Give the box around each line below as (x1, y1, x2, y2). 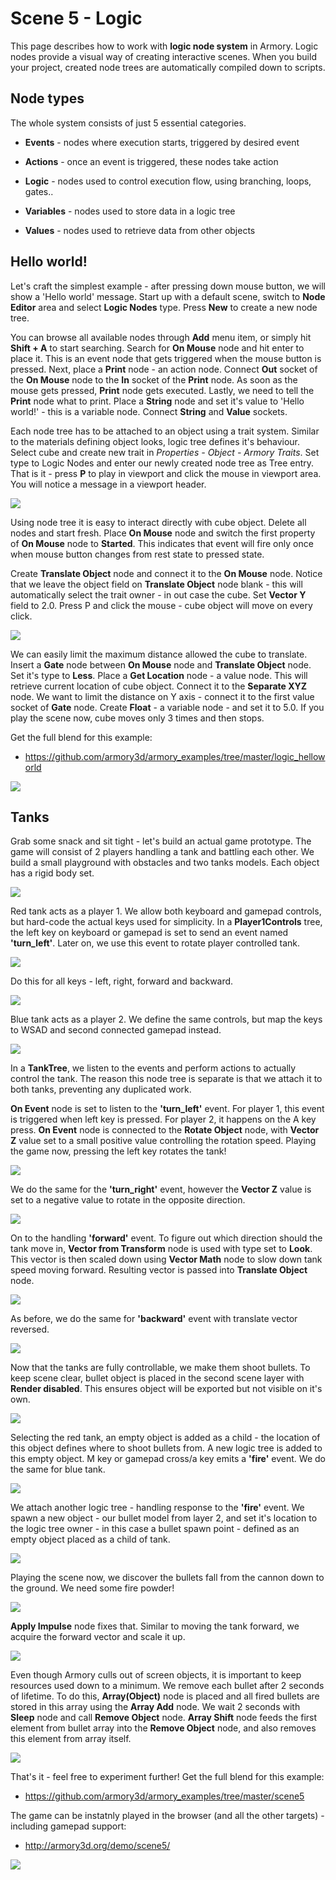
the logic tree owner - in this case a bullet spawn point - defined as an (10, 1523, 300, 1535)
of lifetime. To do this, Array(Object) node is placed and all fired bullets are (10, 1690, 320, 1702)
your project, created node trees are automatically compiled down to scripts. (10, 61, 326, 73)
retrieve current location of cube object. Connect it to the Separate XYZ (10, 680, 308, 692)
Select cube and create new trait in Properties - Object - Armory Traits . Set (10, 446, 320, 458)
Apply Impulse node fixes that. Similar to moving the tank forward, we (10, 1620, 300, 1632)
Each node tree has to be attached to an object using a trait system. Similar (10, 425, 320, 437)
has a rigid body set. (10, 867, 95, 879)
